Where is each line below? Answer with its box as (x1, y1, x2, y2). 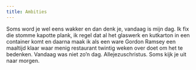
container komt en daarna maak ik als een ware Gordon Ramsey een (6, 38, 176, 45)
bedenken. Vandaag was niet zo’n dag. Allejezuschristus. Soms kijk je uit (6, 50, 187, 57)
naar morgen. (6, 57, 40, 64)
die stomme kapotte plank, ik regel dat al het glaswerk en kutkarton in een (6, 31, 190, 39)
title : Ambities (6, 8, 47, 15)
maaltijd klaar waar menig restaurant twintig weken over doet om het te (6, 44, 183, 51)
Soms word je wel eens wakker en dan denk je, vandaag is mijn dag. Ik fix (6, 25, 189, 32)
